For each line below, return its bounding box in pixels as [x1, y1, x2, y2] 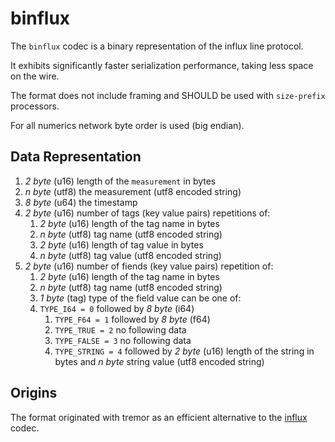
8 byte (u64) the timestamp [24, 196, 138, 208]
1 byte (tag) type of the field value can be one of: [39, 292, 242, 304]
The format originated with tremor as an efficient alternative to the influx [10, 411, 308, 423]
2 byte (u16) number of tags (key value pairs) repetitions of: [24, 207, 271, 219]
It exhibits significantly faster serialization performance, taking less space [10, 59, 314, 71]
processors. [10, 100, 60, 112]
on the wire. [10, 70, 60, 82]
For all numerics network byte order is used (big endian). [10, 119, 245, 131]
